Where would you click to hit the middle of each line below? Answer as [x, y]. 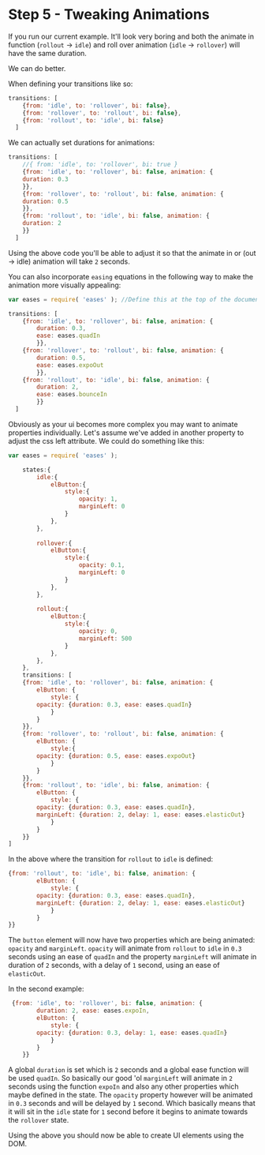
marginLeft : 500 [105, 638]
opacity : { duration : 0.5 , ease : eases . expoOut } [116, 756]
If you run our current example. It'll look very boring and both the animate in [131, 36]
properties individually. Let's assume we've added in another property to [126, 433]
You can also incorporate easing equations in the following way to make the [131, 276]
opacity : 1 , [98, 499]
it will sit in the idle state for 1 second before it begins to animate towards [128, 1112]
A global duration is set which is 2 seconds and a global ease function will [129, 1070]
